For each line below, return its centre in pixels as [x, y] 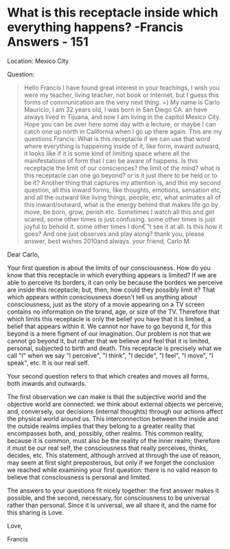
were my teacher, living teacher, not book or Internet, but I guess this [122, 95]
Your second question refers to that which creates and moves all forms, [108, 376]
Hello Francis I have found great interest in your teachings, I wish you [122, 87]
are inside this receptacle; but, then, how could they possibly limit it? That [111, 290]
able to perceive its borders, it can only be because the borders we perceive [115, 282]
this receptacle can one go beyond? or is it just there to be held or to [120, 175]
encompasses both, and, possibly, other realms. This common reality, [105, 433]
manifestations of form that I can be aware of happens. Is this [111, 160]
